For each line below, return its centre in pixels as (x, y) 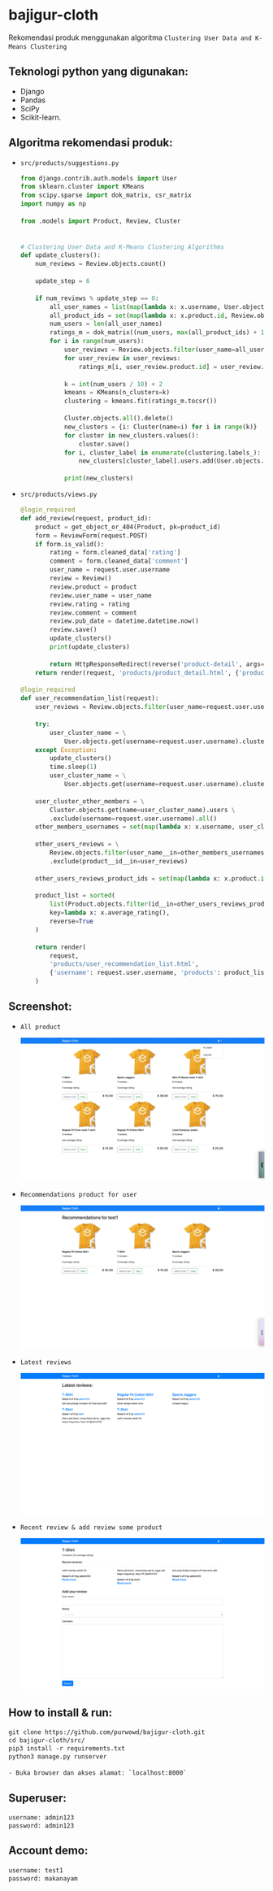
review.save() (74, 630)
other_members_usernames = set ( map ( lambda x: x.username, (135, 827)
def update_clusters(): (61, 255)
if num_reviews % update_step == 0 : (97, 298)
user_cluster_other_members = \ (90, 801)
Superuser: (38, 1798)
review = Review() (81, 579)
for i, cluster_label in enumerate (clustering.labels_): (162, 453)
